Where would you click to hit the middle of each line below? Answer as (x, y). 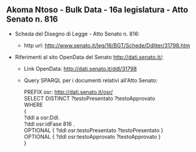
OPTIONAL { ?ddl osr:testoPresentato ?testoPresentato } (94, 130)
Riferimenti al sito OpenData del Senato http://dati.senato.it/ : (89, 57)
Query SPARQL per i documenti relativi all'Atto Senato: (91, 80)
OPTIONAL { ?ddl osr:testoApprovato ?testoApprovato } (92, 136)
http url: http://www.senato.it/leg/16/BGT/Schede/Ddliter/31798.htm (107, 45)
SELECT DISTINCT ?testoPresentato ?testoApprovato (90, 98)
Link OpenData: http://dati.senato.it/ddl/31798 (80, 68)
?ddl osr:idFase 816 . (49, 124)
